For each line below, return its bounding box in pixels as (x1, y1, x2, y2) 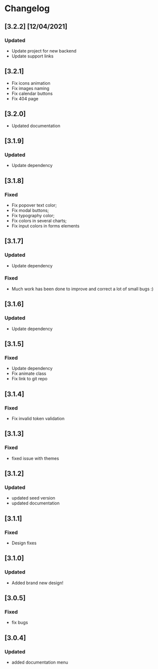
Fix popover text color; (11, 202, 57, 208)
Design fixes (11, 540, 37, 546)
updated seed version (11, 495, 55, 501)
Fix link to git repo (11, 376, 48, 382)
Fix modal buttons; (11, 207, 49, 213)
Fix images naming (11, 85, 49, 91)
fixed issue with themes (11, 455, 59, 461)
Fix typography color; (11, 212, 55, 218)
